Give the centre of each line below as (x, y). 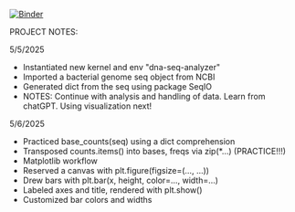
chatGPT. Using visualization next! (87, 106)
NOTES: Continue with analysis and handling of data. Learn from (144, 96)
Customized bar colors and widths (87, 200)
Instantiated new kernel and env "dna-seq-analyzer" (121, 67)
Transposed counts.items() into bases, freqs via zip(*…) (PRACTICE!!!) (154, 151)
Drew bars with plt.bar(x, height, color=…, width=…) (121, 180)
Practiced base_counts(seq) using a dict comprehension (129, 141)
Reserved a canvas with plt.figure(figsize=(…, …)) (116, 170)
